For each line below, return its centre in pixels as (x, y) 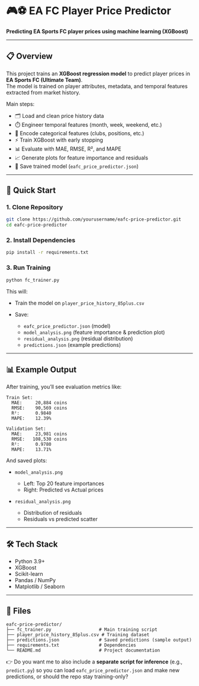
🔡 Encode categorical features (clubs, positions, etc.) (79, 133)
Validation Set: (26, 429)
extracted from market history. (43, 92)
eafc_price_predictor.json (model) (67, 326)
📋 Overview (30, 56)
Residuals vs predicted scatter (60, 519)
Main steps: (20, 104)
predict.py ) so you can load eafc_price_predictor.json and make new (93, 670)
